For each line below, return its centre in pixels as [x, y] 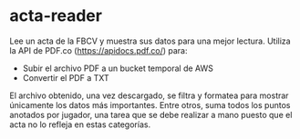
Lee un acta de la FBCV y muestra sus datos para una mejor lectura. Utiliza [150, 41]
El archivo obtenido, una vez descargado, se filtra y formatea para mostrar [149, 95]
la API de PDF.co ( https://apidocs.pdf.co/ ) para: [98, 50]
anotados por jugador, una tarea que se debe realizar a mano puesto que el [151, 114]
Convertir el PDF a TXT [66, 77]
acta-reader [56, 16]
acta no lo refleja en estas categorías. [80, 124]
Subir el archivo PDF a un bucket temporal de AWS [118, 68]
